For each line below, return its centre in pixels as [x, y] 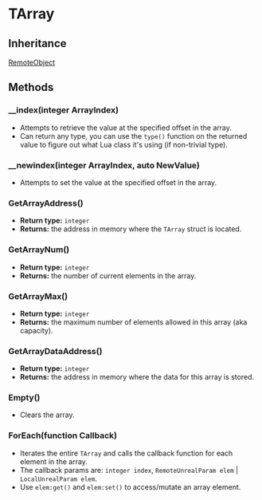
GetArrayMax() [38, 296]
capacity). [36, 330]
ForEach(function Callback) [63, 435]
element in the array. [53, 461]
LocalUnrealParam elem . [59, 478]
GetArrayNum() [39, 250]
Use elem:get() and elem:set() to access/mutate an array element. [130, 486]
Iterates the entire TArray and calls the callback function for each [126, 453]
